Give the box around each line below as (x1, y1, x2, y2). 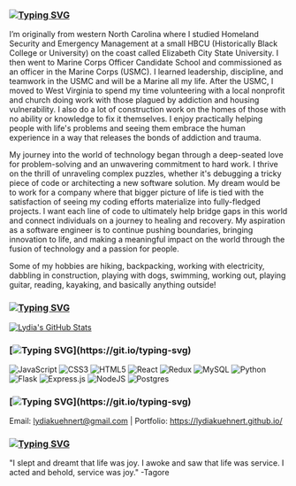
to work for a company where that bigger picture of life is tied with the (9, 187, 264, 198)
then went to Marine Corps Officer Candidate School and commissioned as (9, 58, 283, 68)
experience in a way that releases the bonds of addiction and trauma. (9, 133, 262, 143)
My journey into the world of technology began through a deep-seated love (9, 150, 285, 160)
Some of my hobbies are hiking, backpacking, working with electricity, (9, 261, 265, 272)
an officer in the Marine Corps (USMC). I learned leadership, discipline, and (9, 66, 284, 77)
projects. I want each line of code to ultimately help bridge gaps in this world (9, 206, 288, 217)
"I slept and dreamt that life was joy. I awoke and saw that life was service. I (9, 458, 285, 468)
